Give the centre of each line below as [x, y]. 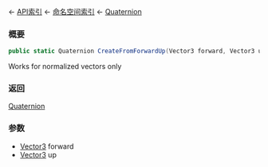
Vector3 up [38, 154]
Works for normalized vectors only [65, 67]
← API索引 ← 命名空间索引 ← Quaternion [75, 12]
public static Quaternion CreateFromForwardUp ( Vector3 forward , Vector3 [132, 51]
